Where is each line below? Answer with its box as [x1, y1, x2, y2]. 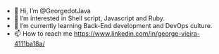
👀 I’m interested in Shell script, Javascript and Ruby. [13, 14, 165, 22]
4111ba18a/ [13, 39, 45, 48]
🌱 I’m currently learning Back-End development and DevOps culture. [13, 22, 213, 29]
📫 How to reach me [13, 29, 73, 38]
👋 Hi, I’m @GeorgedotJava [13, 7, 92, 15]
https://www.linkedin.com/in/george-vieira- [73, 29, 201, 38]
